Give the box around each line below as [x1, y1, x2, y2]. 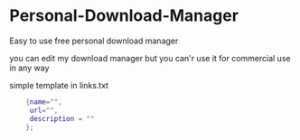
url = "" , [29, 106, 59, 115]
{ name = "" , [25, 97, 63, 107]
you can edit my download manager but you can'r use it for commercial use [9, 52, 291, 63]
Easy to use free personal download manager [9, 35, 179, 46]
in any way [9, 62, 50, 73]
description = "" [29, 114, 95, 123]
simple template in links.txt [9, 79, 109, 90]
